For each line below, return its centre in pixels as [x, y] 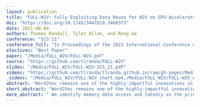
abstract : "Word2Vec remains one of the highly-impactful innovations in [100, 84]
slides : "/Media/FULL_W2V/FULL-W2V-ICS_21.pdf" [66, 67]
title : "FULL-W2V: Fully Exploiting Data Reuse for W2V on [81, 17]
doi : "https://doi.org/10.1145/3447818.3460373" [68, 23]
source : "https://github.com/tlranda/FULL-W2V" [66, 61]
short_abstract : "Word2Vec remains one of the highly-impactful [87, 89]
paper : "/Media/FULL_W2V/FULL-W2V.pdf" [56, 56]
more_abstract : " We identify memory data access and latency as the [94, 95]
